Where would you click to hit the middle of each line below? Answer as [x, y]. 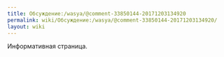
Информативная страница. [47, 47]
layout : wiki [26, 26]
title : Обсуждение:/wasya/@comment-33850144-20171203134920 [97, 14]
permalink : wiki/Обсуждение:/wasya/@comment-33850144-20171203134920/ [112, 20]
